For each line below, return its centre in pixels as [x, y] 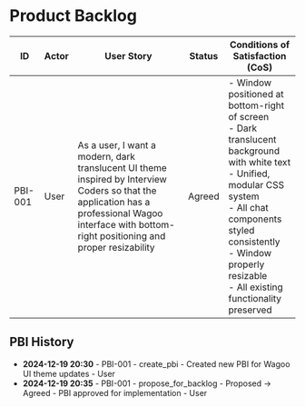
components [255, 219]
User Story [128, 55]
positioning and [133, 235]
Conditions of [260, 45]
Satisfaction [260, 55]
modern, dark [107, 156]
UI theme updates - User [69, 373]
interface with [107, 224]
